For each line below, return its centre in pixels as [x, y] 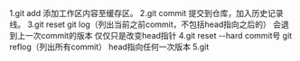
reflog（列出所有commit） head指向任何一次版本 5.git [109, 47]
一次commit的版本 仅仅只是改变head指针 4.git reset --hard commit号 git [159, 35]
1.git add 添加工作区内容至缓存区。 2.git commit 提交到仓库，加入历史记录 [146, 13]
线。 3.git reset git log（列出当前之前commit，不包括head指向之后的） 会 [145, 24]
